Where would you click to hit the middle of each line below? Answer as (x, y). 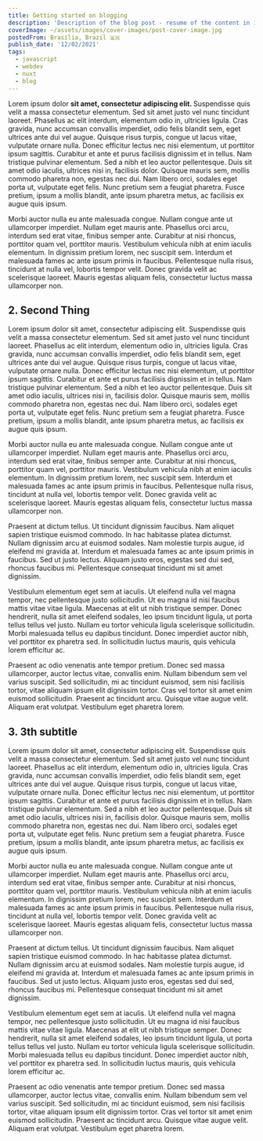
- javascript (36, 60)
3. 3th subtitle (43, 731)
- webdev (29, 67)
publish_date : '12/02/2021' (54, 45)
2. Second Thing (49, 310)
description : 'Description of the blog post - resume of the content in (129, 23)
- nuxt (26, 74)
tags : (17, 52)
